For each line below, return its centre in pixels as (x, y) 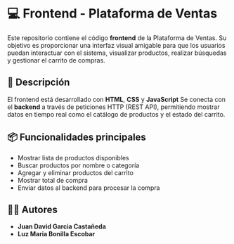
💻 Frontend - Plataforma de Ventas (112, 14)
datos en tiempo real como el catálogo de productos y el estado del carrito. (116, 114)
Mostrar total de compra (52, 180)
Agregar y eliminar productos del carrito (75, 172)
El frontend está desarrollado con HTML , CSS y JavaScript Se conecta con (117, 99)
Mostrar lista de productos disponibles (73, 158)
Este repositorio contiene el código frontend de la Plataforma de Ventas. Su (117, 38)
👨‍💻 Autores (32, 209)
